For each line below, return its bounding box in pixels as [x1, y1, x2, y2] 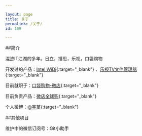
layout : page [5, 12, 33, 17]
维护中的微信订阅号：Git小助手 [5, 125, 69, 131]
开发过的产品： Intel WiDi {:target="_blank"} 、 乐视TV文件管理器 [5, 66, 137, 72]
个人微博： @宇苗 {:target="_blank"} [5, 104, 79, 110]
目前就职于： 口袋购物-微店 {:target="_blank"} [5, 82, 99, 88]
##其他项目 [5, 115, 29, 121]
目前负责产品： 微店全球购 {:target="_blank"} [5, 93, 97, 99]
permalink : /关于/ [5, 21, 43, 26]
